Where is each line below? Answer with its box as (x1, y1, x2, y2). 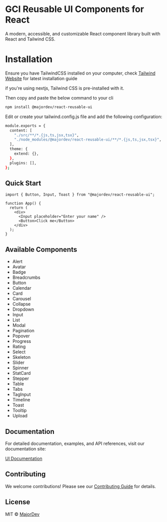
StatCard (12, 370, 31, 376)
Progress (12, 338, 31, 344)
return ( (9, 205, 28, 211)
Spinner (12, 365, 29, 371)
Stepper (12, 375, 29, 381)
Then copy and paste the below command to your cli (5, 95, 114, 101)
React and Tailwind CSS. (5, 36, 56, 42)
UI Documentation (5, 455, 42, 461)
